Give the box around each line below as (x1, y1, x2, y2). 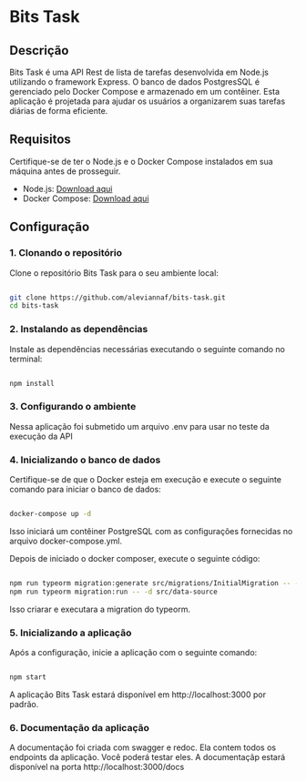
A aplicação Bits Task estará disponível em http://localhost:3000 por (9, 689, 267, 700)
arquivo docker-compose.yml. (9, 535, 123, 546)
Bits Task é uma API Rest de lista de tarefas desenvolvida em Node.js (9, 66, 269, 77)
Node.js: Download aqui (22, 183, 113, 194)
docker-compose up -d (9, 510, 92, 519)
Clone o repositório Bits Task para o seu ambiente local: (9, 267, 219, 279)
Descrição (9, 43, 69, 58)
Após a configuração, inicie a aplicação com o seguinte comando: (9, 646, 258, 657)
